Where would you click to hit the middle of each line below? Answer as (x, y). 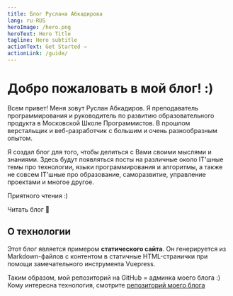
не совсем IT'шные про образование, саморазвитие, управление (107, 174)
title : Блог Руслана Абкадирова (55, 14)
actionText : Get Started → (47, 47)
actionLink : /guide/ (38, 54)
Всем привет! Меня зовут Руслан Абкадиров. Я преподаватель (103, 108)
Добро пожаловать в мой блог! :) (110, 89)
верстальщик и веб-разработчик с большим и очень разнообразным (113, 130)
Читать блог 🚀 (28, 209)
